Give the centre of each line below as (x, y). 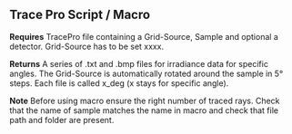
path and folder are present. (62, 120)
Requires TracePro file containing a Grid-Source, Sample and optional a (144, 36)
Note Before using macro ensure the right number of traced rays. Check (145, 100)
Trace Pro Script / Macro (80, 15)
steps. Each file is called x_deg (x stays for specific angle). (119, 83)
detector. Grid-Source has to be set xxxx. (87, 46)
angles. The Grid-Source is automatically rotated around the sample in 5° (146, 73)
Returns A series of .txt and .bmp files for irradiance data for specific (139, 63)
